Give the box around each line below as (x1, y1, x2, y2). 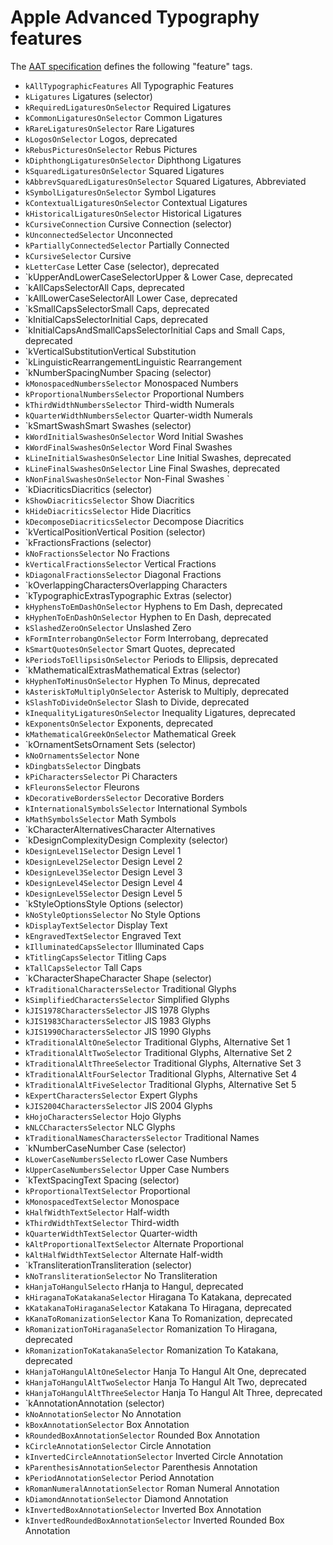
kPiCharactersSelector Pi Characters (24, 770, 178, 782)
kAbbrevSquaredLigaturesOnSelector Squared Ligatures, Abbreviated (24, 175, 307, 187)
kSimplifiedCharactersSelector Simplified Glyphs (24, 993, 230, 1005)
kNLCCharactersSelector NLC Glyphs (24, 1121, 176, 1133)
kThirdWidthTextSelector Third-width (24, 1216, 180, 1228)
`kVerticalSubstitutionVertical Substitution (24, 345, 197, 357)
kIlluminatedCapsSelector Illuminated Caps (24, 940, 205, 952)
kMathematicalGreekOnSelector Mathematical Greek (24, 727, 237, 740)
